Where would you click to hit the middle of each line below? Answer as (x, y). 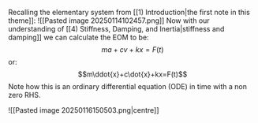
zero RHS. (24, 95)
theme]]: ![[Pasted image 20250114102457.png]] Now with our (109, 20)
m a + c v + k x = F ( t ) (133, 50)
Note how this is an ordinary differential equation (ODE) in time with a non (127, 86)
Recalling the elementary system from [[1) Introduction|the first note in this (129, 12)
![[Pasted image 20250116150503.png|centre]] (84, 110)
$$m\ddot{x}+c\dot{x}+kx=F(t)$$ (133, 74)
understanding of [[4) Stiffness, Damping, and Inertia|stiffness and (116, 29)
